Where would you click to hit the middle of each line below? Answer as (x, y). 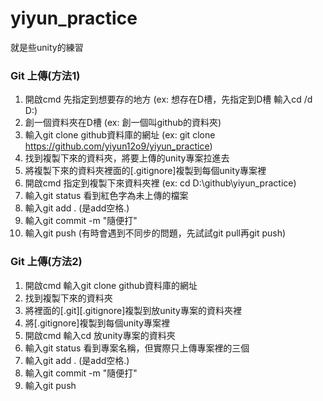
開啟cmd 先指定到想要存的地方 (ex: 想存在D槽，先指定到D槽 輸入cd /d (168, 99)
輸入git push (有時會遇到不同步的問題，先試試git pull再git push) (155, 233)
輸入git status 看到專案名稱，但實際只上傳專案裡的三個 (137, 348)
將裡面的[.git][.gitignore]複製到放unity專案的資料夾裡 (133, 310)
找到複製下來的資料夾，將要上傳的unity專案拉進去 (127, 158)
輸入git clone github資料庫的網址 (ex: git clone (120, 135)
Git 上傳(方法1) (45, 75)
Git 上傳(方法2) (46, 262)
